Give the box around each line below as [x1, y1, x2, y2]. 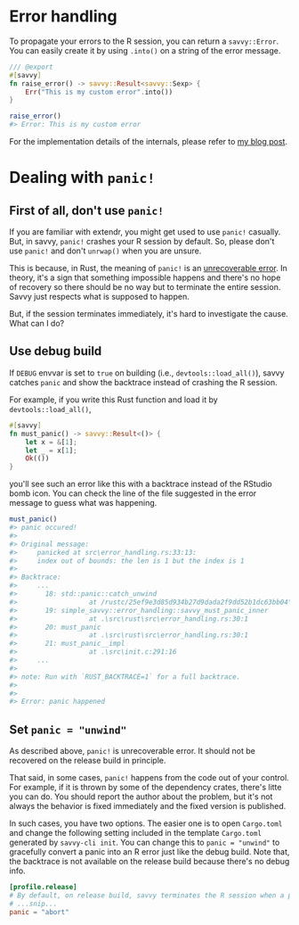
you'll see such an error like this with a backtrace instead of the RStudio [9, 479, 273, 490]
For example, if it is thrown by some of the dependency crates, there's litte [9, 782, 282, 793]
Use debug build [9, 343, 102, 359]
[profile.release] [9, 883, 77, 892]
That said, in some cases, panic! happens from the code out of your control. [9, 772, 289, 783]
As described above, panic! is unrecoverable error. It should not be [9, 746, 255, 756]
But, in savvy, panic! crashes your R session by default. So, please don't [9, 236, 275, 247]
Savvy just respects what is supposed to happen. [9, 292, 190, 302]
